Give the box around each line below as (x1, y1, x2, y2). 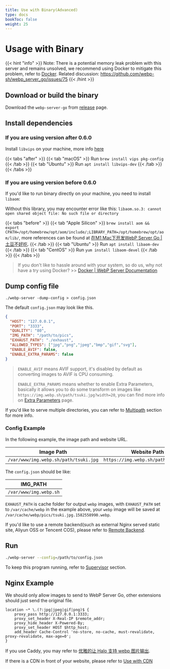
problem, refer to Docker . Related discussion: (5, 71, 100, 77)
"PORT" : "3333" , (10, 324, 44, 329)
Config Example (5, 425, 46, 432)
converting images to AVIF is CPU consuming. (17, 371, 114, 377)
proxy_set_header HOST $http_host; (14, 625, 90, 631)
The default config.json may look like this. (5, 304, 94, 310)
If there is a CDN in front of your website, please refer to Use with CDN (5, 658, 153, 664)
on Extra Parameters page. (17, 397, 74, 403)
